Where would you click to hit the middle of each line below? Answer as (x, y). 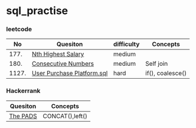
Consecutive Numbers (63, 64)
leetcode (19, 29)
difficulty (126, 44)
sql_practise (37, 11)
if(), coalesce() (166, 73)
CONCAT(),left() (65, 116)
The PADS (23, 116)
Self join (157, 64)
